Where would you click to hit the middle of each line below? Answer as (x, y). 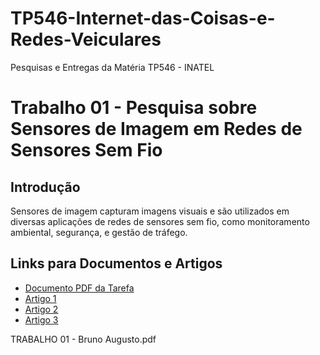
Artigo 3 (41, 319)
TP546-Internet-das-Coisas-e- (143, 18)
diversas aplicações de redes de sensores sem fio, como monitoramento (160, 221)
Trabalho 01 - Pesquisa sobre (134, 108)
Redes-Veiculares (86, 39)
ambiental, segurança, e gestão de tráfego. (99, 232)
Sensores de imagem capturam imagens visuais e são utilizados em (150, 211)
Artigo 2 (41, 309)
